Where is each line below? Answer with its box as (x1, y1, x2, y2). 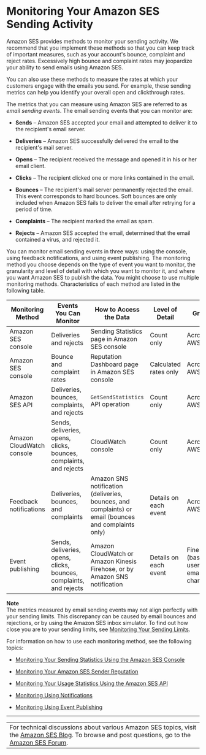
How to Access (94, 305, 140, 313)
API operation (90, 400, 130, 408)
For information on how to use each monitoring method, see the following (6, 637, 192, 645)
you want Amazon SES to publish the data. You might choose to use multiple (6, 274, 199, 281)
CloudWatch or (90, 549, 134, 558)
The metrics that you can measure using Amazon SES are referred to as (6, 100, 188, 108)
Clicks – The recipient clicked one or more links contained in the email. (15, 174, 194, 182)
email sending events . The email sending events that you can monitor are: (6, 107, 193, 114)
